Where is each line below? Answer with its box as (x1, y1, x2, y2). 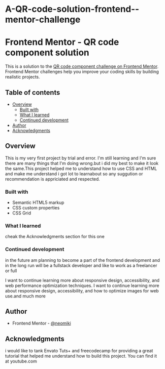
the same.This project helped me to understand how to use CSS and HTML (5, 165, 157, 171)
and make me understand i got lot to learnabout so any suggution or (5, 170, 143, 176)
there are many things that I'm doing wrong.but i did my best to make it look (5, 160, 159, 166)
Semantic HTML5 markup (12, 200, 65, 205)
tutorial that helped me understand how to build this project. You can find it (5, 353, 157, 359)
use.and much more (5, 293, 46, 299)
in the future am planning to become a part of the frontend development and (5, 257, 160, 263)
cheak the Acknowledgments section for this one (5, 234, 105, 240)
